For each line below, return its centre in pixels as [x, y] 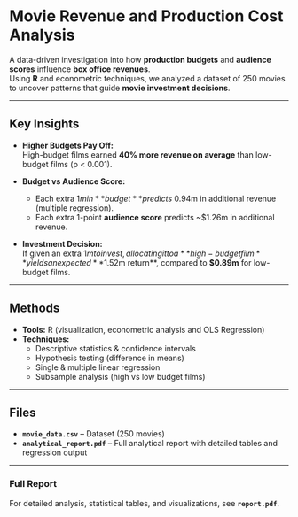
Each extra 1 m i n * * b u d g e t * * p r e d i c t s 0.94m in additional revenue [156, 198]
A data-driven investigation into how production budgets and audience [141, 59]
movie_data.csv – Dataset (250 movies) [94, 434]
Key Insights [44, 124]
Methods [35, 309]
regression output [55, 452]
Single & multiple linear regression [98, 367]
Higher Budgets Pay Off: [67, 145]
